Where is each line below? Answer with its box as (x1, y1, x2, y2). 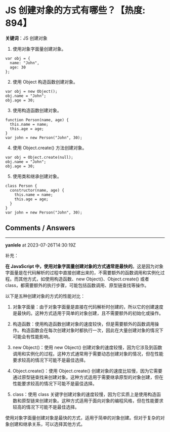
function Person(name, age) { (5, 117, 69, 122)
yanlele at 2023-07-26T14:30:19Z (5, 242, 76, 248)
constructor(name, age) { (10, 188, 65, 193)
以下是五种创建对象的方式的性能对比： (5, 293, 85, 299)
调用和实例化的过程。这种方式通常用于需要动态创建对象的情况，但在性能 (12, 350, 163, 356)
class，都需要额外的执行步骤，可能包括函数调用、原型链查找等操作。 (5, 282, 149, 288)
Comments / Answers (5, 224, 75, 232)
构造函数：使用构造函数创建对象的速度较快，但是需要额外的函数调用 (12, 320, 155, 327)
